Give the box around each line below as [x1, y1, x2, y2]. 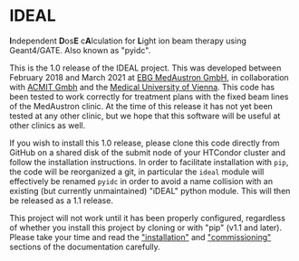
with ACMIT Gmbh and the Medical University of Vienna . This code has [9, 81, 275, 92]
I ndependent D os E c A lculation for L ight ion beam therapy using [9, 35, 246, 46]
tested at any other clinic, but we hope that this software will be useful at [9, 110, 281, 121]
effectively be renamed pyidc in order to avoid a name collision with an [9, 175, 274, 186]
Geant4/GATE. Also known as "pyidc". [9, 44, 151, 55]
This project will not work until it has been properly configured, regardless [9, 212, 285, 223]
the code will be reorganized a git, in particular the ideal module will [9, 166, 265, 177]
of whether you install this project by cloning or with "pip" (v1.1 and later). [9, 222, 283, 233]
